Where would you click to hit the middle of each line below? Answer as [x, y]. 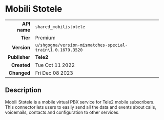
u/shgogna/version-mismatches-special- [81, 45]
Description [23, 90]
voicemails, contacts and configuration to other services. [62, 112]
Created [21, 65]
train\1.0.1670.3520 [59, 50]
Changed [20, 73]
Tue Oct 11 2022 [55, 65]
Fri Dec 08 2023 [54, 73]
